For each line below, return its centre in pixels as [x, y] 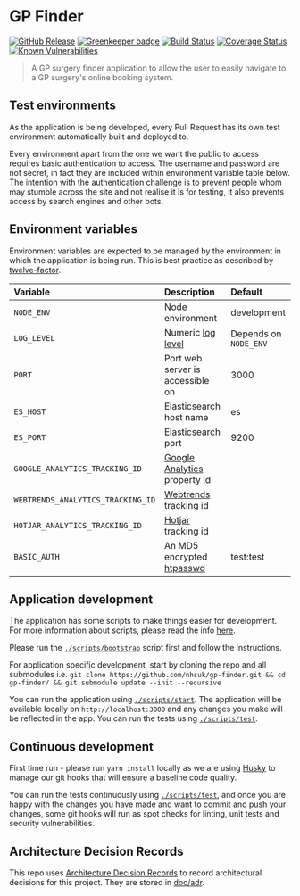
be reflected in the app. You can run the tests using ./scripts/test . [134, 718]
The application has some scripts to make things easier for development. [143, 621]
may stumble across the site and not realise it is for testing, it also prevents [146, 191]
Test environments [62, 106]
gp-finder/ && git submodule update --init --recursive [115, 683]
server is [182, 369]
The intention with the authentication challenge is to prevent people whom [146, 182]
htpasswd [184, 568]
